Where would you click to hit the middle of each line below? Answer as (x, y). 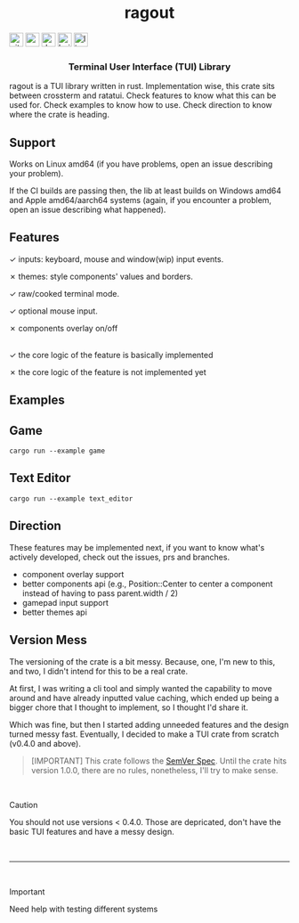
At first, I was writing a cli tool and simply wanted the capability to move (141, 688)
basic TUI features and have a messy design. (92, 831)
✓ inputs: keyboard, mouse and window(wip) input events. (117, 259)
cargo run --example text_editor (71, 498)
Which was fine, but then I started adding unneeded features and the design (149, 724)
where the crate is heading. (59, 115)
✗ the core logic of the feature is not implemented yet (108, 372)
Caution (24, 805)
